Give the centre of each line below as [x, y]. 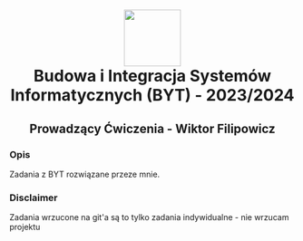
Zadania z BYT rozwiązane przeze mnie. [85, 174]
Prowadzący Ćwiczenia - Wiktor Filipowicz [152, 128]
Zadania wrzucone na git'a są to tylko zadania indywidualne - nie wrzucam [149, 217]
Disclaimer [34, 198]
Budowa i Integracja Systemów [152, 76]
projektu [25, 227]
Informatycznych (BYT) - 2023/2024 [152, 96]
